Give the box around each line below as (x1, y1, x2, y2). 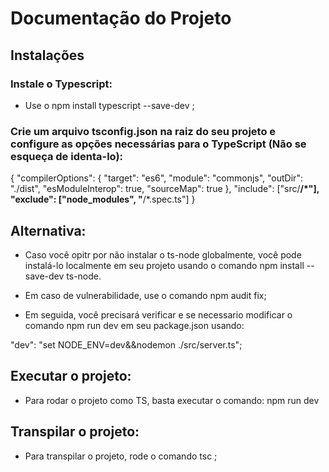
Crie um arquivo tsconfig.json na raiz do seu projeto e (10, 124, 277, 138)
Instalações (10, 47, 85, 64)
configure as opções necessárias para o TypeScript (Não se (10, 137, 307, 151)
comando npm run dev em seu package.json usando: (24, 319, 245, 331)
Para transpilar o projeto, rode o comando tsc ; (24, 450, 218, 462)
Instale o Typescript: (10, 77, 113, 91)
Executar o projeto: (10, 368, 132, 385)
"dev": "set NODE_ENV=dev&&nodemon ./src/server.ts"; (10, 338, 243, 351)
